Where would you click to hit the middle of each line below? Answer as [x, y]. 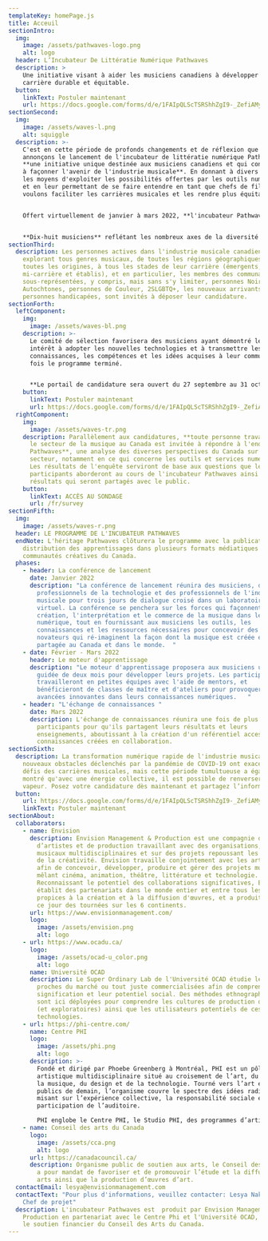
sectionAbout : [32, 816]
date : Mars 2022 [56, 712]
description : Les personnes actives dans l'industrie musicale [122, 252]
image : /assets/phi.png [76, 1047]
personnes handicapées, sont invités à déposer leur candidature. [135, 297]
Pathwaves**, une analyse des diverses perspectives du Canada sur [144, 452]
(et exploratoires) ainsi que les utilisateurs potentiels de [142, 1009]
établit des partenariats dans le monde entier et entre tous [142, 890]
